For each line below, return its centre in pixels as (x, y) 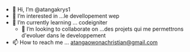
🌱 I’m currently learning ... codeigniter (60, 22)
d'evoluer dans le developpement (63, 35)
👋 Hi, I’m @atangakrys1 (41, 9)
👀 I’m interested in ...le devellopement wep (66, 16)
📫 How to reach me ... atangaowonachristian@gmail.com (85, 42)
